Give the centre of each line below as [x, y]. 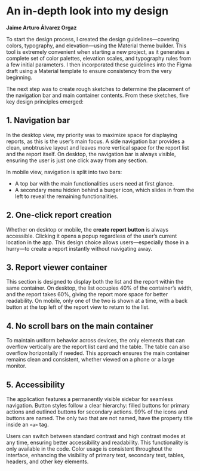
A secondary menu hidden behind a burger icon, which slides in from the [104, 190]
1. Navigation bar [38, 121]
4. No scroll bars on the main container [80, 326]
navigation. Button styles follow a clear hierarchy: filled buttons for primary [98, 405]
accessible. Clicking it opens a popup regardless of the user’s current [92, 236]
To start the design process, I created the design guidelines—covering [93, 39]
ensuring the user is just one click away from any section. [77, 160]
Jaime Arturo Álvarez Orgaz [41, 28]
